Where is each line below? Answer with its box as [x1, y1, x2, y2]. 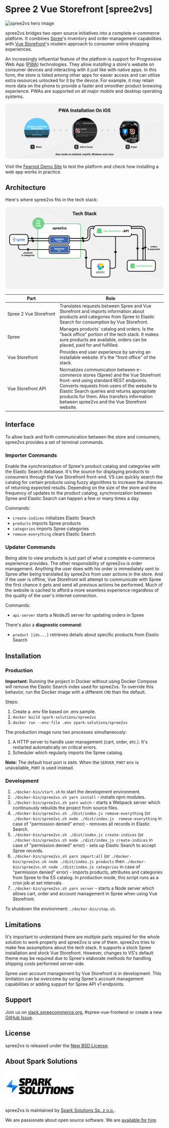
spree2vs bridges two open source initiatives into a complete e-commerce [5, 30, 160, 36]
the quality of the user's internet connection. [5, 593, 98, 599]
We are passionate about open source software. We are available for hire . [5, 1117, 157, 1123]
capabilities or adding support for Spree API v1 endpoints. [5, 981, 125, 987]
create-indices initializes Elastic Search [12, 515, 96, 521]
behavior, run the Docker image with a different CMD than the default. [5, 689, 146, 695]
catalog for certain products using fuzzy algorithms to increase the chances [5, 479, 162, 485]
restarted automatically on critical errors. [12, 744, 97, 750]
